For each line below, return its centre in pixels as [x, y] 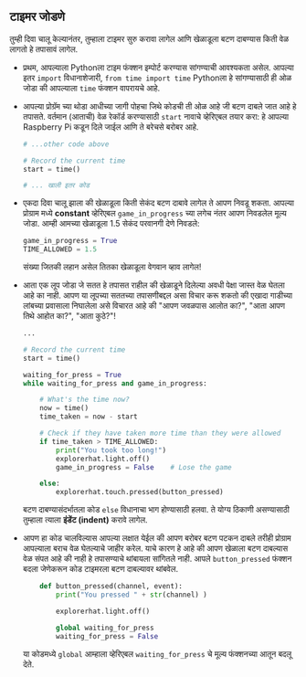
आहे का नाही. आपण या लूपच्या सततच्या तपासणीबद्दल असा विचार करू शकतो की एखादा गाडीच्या [158, 296]
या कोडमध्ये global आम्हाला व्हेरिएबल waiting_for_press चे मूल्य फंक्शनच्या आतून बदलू [157, 653]
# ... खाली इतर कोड [56, 185]
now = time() [64, 408]
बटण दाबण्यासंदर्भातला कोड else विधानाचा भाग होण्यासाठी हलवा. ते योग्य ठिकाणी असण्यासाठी [156, 510]
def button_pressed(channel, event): [111, 587]
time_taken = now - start [89, 417]
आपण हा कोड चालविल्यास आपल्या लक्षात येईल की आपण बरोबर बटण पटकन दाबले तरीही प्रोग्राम [157, 538]
